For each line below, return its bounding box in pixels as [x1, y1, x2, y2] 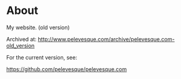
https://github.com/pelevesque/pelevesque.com [6, 65, 128, 73]
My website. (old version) [6, 24, 70, 31]
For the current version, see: [6, 53, 78, 61]
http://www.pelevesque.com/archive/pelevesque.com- [38, 35, 175, 43]
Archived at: [6, 35, 37, 43]
